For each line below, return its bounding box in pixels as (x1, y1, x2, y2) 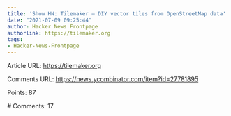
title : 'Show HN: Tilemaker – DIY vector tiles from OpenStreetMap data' (7, 10, 227, 17)
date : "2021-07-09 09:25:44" (7, 17, 92, 24)
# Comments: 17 (7, 102, 54, 110)
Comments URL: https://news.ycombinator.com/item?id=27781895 (7, 75, 199, 83)
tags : (7, 36, 23, 43)
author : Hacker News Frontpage (7, 23, 98, 30)
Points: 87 (7, 88, 36, 97)
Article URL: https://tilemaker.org (7, 62, 102, 69)
